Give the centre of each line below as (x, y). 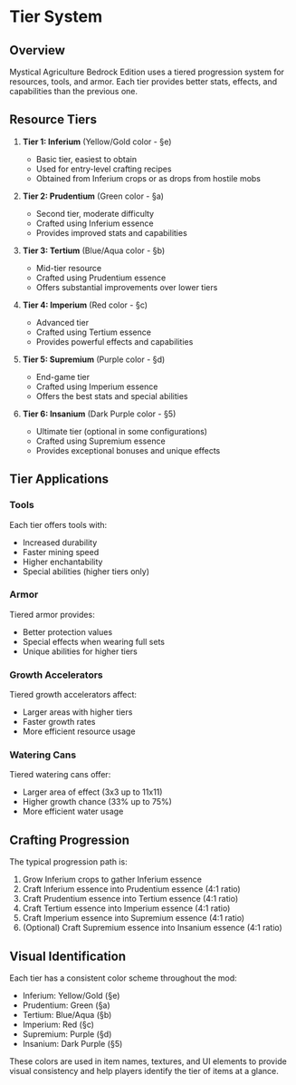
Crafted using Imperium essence (97, 386)
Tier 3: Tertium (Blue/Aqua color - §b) (94, 250)
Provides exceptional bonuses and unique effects (128, 450)
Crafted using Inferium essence (95, 223)
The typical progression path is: (69, 862)
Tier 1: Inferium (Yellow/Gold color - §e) (97, 142)
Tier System (56, 17)
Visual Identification (68, 956)
